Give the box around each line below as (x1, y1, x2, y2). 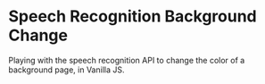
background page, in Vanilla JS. (8, 64, 125, 75)
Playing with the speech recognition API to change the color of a (8, 55, 245, 65)
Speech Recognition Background (8, 6, 258, 27)
